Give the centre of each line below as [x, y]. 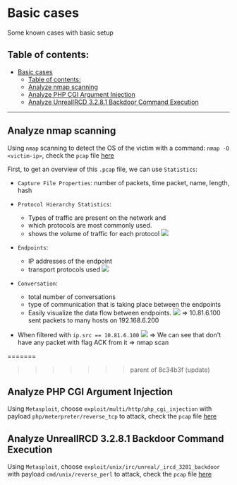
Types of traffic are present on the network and [97, 218]
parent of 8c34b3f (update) [170, 370]
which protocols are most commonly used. [90, 225]
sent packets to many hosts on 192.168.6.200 [93, 320]
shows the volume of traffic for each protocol [94, 233]
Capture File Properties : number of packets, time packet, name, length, [123, 182]
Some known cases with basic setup [61, 33]
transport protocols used [64, 269]
